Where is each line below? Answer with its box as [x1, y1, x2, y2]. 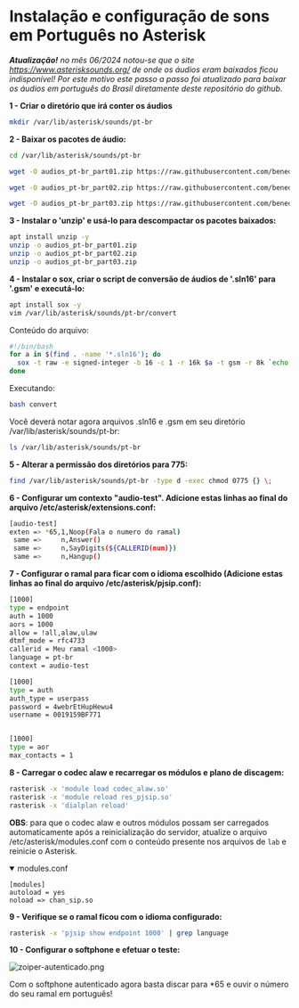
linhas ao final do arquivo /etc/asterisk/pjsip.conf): [9, 578, 202, 589]
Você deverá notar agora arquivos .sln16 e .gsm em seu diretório [9, 416, 246, 427]
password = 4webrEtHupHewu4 [9, 702, 114, 711]
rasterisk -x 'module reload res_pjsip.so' [9, 792, 174, 801]
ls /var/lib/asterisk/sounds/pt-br [9, 443, 141, 452]
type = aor [9, 742, 50, 752]
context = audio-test [9, 661, 90, 670]
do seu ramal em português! [9, 988, 113, 999]
